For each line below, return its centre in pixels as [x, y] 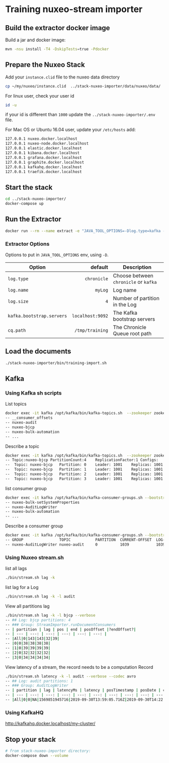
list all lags [16, 568]
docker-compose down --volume [37, 755]
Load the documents [38, 352]
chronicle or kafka [135, 282]
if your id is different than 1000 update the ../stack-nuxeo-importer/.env [80, 115]
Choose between [133, 275]
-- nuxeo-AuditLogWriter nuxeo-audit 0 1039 [67, 545]
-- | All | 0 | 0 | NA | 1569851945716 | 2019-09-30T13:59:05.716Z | [66, 700]
